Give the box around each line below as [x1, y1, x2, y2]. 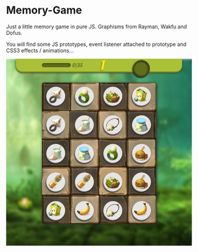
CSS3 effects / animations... [6, 47, 74, 54]
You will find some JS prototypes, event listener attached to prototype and [6, 41, 187, 48]
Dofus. [6, 29, 22, 36]
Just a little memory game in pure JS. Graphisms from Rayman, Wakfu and [6, 23, 187, 30]
